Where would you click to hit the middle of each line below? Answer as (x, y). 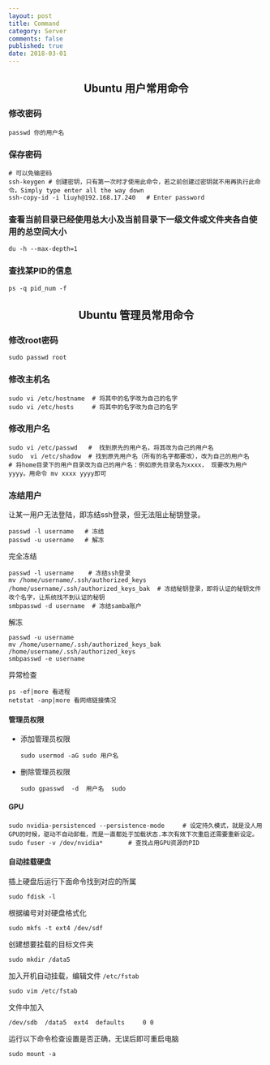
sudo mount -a (32, 1054)
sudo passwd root (38, 358)
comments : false (36, 39)
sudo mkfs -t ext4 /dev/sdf (56, 928)
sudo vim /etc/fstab (43, 991)
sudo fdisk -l (32, 897)
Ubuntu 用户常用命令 (136, 89)
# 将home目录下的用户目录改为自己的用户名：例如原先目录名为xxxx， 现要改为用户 (128, 465)
